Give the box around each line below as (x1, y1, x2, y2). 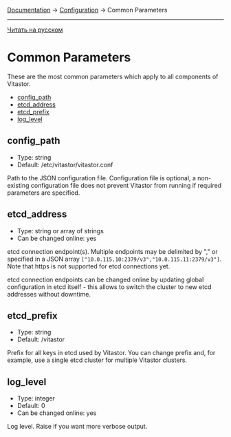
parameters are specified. (7, 189, 80, 197)
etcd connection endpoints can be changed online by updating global (7, 275, 204, 284)
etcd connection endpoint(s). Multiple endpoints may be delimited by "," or (7, 247, 218, 255)
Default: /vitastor (16, 335, 65, 343)
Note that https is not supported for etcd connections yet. (7, 262, 170, 270)
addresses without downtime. (7, 290, 91, 298)
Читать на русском (7, 25, 63, 34)
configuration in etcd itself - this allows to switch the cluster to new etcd (7, 282, 212, 291)
